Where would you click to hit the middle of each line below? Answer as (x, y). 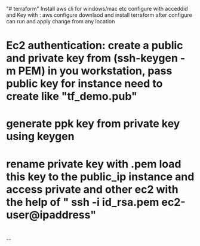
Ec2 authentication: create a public (95, 46)
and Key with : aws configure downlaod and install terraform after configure (99, 15)
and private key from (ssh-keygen (92, 58)
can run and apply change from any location (61, 21)
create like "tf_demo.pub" (72, 97)
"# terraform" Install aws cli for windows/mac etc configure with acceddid (97, 9)
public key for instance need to (84, 84)
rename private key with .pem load (94, 164)
